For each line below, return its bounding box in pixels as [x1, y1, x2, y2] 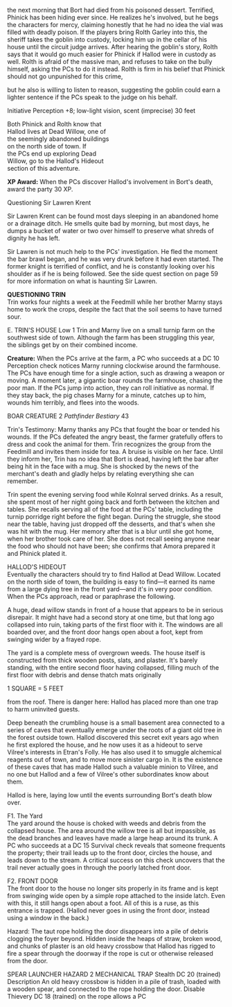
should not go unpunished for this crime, [7, 72, 123, 81]
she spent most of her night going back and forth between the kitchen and [7, 498, 220, 506]
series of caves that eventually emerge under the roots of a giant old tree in [7, 726, 222, 734]
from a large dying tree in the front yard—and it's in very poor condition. [7, 585, 213, 593]
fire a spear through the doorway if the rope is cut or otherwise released [7, 949, 213, 957]
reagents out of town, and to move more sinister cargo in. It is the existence [7, 756, 223, 763]
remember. [7, 477, 39, 485]
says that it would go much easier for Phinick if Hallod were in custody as [7, 50, 217, 58]
